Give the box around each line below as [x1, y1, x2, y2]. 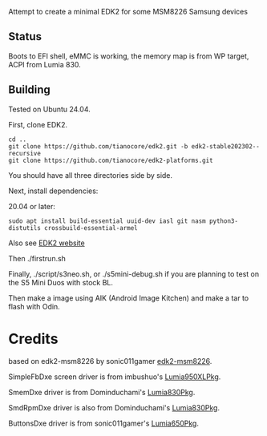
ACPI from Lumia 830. [8, 59, 82, 69]
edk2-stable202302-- [191, 142, 261, 151]
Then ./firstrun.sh [8, 253, 67, 263]
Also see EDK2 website [8, 238, 86, 248]
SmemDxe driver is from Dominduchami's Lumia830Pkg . [8, 387, 196, 397]
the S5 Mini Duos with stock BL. [8, 277, 114, 287]
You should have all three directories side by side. [8, 170, 173, 180]
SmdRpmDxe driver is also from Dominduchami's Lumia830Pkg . [8, 402, 220, 412]
